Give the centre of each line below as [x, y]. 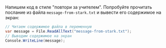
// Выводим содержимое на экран [38, 36]
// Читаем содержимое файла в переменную [49, 27]
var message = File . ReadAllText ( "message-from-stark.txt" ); [69, 31]
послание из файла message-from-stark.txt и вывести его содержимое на [83, 12]
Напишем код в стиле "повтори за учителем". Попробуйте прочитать [79, 7]
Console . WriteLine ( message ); [35, 41]
